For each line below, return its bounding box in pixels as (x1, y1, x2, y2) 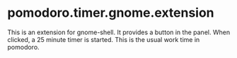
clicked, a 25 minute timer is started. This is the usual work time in (7, 35, 200, 43)
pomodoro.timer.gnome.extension (7, 5, 214, 21)
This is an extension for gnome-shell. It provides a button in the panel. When (7, 28, 231, 36)
